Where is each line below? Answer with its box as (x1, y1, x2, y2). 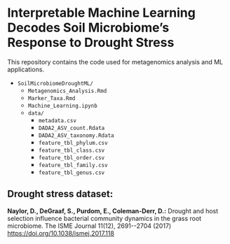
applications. (7, 65, 44, 73)
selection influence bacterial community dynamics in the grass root (7, 214, 202, 222)
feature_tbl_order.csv (38, 154, 105, 162)
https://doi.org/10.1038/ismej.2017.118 (7, 229, 114, 237)
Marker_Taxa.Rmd (27, 94, 76, 102)
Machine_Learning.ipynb (27, 102, 98, 109)
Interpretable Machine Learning (7, 5, 196, 21)
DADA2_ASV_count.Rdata (38, 124, 105, 131)
